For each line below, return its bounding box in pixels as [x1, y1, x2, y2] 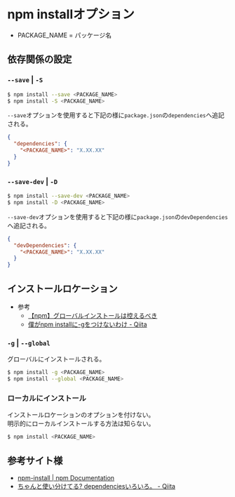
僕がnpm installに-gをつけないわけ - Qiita [27, 320, 147, 329]
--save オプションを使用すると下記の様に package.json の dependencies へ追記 [7, 111, 224, 119]
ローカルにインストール [7, 393, 86, 403]
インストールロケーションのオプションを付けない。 [7, 411, 155, 419]
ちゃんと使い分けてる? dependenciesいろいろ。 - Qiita [17, 482, 175, 491]
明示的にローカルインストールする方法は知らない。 [7, 419, 155, 428]
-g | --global [7, 338, 51, 347]
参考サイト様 [7, 454, 63, 467]
